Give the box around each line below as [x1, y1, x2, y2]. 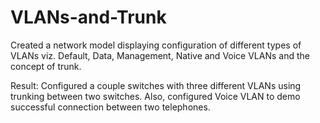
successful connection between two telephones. [10, 101, 211, 113]
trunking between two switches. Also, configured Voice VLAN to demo [10, 90, 301, 102]
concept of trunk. [10, 60, 82, 72]
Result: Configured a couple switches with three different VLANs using [10, 79, 302, 91]
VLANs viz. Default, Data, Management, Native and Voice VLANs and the [10, 49, 310, 61]
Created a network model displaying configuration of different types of [10, 39, 302, 51]
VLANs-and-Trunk [10, 6, 167, 29]
